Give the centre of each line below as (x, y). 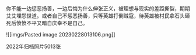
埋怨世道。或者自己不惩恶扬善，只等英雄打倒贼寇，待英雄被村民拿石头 (100, 16)
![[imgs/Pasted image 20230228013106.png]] (61, 34)
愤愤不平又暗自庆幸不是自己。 (52, 23)
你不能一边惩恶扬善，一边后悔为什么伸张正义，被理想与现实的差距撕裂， (93, 8)
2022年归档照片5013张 (34, 46)
